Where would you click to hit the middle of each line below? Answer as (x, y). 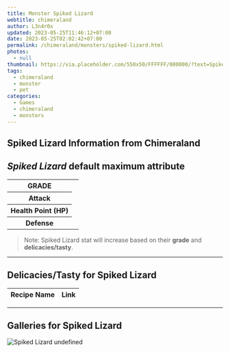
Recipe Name (33, 294)
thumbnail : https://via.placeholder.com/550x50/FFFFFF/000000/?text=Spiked (117, 64)
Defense (39, 223)
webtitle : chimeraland (39, 20)
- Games (24, 103)
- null (23, 58)
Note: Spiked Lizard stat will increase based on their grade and (113, 240)
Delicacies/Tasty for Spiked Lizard (82, 275)
